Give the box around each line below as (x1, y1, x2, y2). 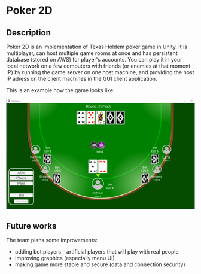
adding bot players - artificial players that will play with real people (14, 248, 179, 255)
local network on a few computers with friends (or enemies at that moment (6, 62, 191, 69)
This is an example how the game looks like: (6, 87, 115, 93)
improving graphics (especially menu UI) (14, 255, 115, 262)
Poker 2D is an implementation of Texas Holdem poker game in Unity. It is (6, 43, 187, 50)
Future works (6, 221, 57, 231)
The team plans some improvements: (6, 237, 98, 244)
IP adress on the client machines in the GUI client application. (6, 75, 157, 82)
